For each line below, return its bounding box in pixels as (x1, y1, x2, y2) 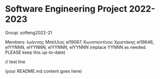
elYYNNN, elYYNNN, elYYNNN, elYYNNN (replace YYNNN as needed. (5, 44, 147, 50)
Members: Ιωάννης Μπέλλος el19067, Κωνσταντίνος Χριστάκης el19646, (5, 39, 154, 45)
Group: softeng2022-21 (5, 30, 52, 35)
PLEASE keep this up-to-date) (5, 49, 66, 55)
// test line (5, 59, 25, 64)
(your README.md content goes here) (5, 68, 82, 74)
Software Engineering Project (5, 3, 127, 15)
